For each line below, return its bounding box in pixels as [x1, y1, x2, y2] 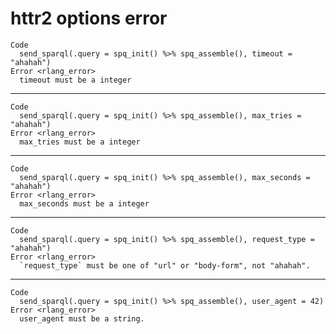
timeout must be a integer [19, 75, 132, 85]
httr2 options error [10, 7, 168, 30]
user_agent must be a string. [19, 313, 145, 324]
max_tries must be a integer [19, 137, 141, 147]
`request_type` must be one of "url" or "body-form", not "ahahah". [19, 260, 311, 271]
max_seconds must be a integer [19, 198, 150, 209]
